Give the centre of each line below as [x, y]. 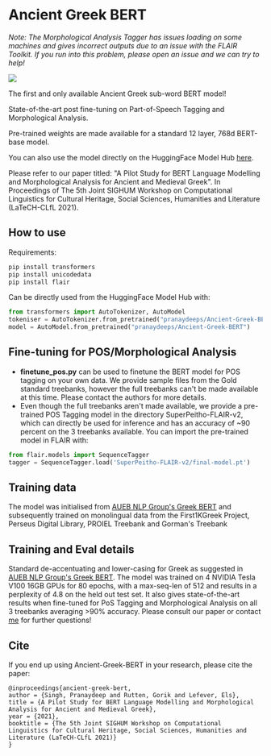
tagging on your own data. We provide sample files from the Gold [128, 380]
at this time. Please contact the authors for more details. [113, 397]
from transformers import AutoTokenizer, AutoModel [97, 312]
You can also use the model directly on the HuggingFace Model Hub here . [131, 157]
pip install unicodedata [50, 274]
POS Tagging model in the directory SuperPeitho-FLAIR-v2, [144, 414]
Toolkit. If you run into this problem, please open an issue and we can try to [134, 54]
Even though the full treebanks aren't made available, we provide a [131, 405]
